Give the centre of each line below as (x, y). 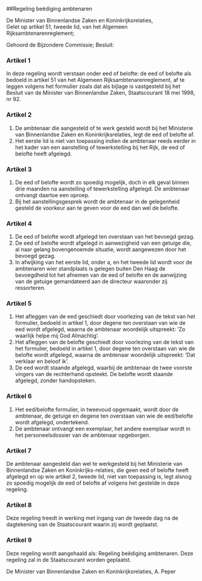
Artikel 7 (19, 450)
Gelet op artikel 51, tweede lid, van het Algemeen (67, 27)
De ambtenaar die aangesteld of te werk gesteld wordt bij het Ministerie (104, 128)
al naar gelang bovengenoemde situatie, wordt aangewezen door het (100, 250)
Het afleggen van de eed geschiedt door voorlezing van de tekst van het (105, 316)
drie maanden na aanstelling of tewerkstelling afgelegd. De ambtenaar (102, 189)
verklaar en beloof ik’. (42, 362)
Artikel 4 (19, 224)
